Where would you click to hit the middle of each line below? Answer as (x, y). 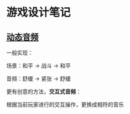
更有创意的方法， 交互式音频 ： (44, 91)
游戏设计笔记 (39, 12)
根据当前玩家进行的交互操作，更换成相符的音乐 (65, 105)
